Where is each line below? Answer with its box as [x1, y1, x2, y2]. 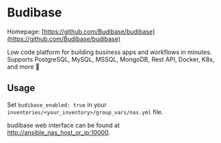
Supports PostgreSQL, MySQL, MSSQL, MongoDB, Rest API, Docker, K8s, [7, 55, 215, 63]
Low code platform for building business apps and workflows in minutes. [7, 48, 212, 56]
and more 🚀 [7, 62, 40, 70]
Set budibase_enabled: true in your [7, 101, 107, 109]
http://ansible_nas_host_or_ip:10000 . [7, 128, 111, 136]
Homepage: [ [7, 27, 44, 36]
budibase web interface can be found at [7, 121, 120, 129]
